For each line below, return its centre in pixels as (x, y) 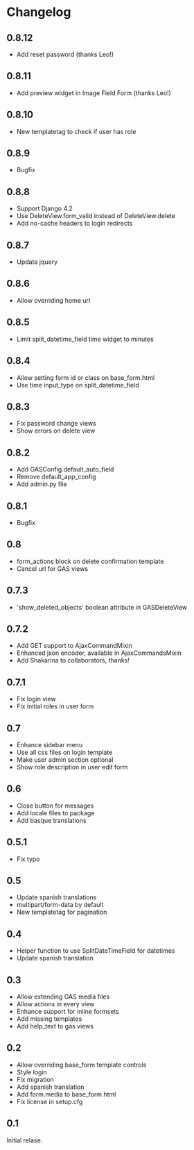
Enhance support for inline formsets (68, 1012)
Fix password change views (56, 424)
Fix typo (28, 859)
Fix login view (36, 699)
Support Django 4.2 (45, 208)
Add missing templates (49, 1019)
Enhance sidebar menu (50, 745)
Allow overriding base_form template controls (81, 1065)
